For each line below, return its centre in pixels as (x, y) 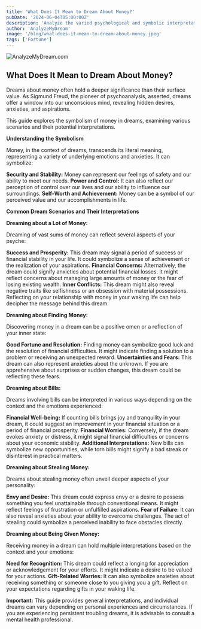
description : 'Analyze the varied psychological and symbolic (85, 23)
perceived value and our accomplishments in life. (67, 200)
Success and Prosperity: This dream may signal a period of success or (95, 253)
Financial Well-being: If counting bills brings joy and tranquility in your (93, 417)
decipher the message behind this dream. (57, 303)
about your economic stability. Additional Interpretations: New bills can (95, 443)
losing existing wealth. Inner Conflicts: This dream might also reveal (90, 284)
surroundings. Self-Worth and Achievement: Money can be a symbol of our (100, 193)
